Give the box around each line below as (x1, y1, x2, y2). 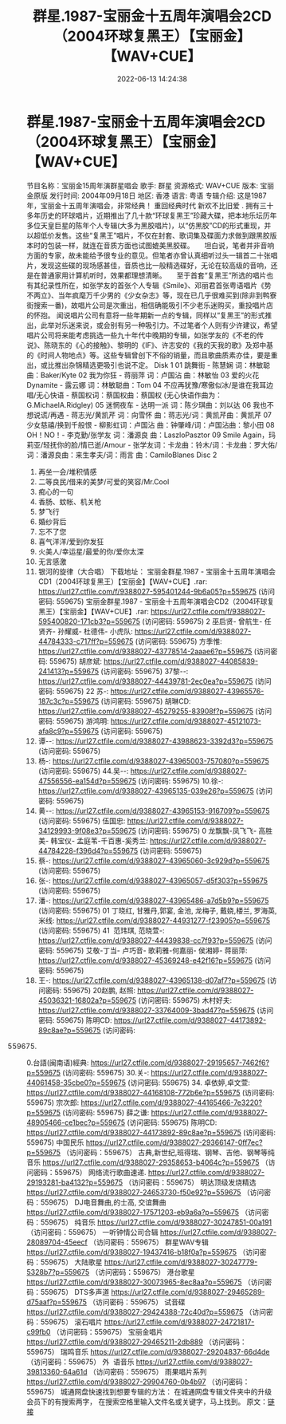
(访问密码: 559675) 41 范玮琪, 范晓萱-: (37, 925, 165, 935)
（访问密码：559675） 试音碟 (88, 1297, 186, 1307)
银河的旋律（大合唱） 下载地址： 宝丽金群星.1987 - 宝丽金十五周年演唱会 (37, 566, 276, 576)
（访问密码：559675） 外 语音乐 (26, 1357, 135, 1367)
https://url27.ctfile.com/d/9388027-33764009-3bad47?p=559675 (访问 (37, 1005, 274, 1015)
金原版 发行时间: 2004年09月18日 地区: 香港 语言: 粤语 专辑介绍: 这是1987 (26, 191, 267, 200)
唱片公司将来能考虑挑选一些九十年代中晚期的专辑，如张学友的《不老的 (26, 330, 257, 340)
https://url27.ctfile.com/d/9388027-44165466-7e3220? (80, 1098, 263, 1107)
